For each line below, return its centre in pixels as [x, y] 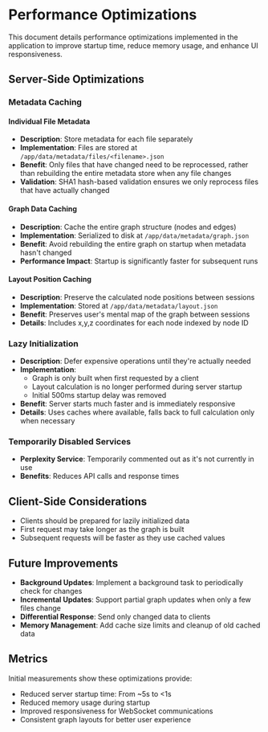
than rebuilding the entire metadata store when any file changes [126, 174]
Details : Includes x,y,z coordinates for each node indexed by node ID [134, 322]
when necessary [47, 421]
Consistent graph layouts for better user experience [106, 719]
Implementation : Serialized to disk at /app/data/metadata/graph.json [134, 235]
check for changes [51, 591]
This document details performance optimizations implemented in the [123, 37]
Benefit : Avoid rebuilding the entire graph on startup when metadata [133, 243]
